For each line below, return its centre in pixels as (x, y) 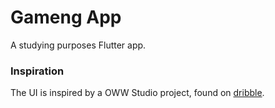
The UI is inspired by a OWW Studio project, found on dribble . (137, 93)
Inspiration (37, 71)
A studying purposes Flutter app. (78, 45)
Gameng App (66, 17)
